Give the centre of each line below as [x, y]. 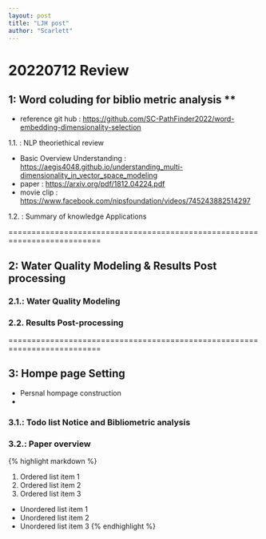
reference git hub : [50, 119]
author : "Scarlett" [41, 30]
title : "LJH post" [39, 23]
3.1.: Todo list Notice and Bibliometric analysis [99, 422]
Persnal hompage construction [70, 392]
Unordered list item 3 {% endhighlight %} [87, 526]
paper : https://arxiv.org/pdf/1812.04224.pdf [92, 184]
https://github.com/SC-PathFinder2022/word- [159, 119]
